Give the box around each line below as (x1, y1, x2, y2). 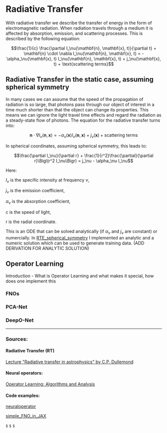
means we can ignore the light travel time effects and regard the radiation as (5, 112, 162, 118)
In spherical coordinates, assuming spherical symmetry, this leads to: (5, 143, 147, 149)
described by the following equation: (5, 36, 81, 42)
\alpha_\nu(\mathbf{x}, (6, 55, 53, 61)
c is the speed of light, (5, 209, 52, 215)
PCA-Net (5, 303, 28, 310)
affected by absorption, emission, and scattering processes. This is (5, 30, 143, 36)
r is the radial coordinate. (5, 219, 56, 225)
